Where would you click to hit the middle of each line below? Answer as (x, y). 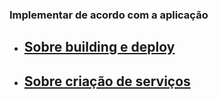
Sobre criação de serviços (107, 81)
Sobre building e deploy (99, 47)
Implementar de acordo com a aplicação (109, 15)
